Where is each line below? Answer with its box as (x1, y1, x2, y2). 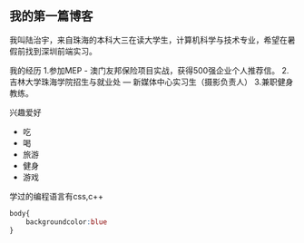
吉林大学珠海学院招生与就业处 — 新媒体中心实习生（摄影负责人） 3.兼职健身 (9, 76, 294, 87)
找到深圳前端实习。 (25, 45, 97, 56)
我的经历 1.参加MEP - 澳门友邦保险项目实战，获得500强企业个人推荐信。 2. (9, 64, 289, 75)
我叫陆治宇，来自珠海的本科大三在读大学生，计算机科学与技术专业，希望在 (9, 34, 288, 45)
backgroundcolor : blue (25, 217, 107, 227)
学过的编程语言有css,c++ (9, 190, 104, 201)
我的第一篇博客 (9, 8, 93, 24)
